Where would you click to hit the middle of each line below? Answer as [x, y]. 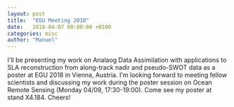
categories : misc [33, 33]
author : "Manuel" [33, 40]
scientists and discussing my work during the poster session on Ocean [110, 82]
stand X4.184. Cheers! [39, 97]
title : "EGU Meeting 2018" [48, 20]
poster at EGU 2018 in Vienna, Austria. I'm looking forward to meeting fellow [117, 75]
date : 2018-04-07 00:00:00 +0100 [59, 27]
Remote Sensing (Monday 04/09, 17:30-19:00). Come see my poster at [110, 90]
